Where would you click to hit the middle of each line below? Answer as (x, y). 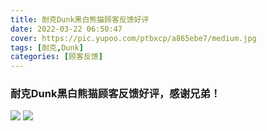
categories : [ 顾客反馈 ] (56, 57)
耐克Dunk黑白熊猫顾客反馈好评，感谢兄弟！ (116, 94)
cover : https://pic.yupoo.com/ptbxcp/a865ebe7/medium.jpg (133, 38)
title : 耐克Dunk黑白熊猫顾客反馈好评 (80, 19)
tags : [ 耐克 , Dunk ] (47, 47)
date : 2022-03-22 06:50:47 (66, 29)
